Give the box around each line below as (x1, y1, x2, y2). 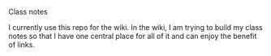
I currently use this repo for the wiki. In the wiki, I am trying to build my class (8, 23, 263, 32)
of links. (8, 40, 35, 50)
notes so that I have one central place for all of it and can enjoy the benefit (8, 32, 257, 41)
